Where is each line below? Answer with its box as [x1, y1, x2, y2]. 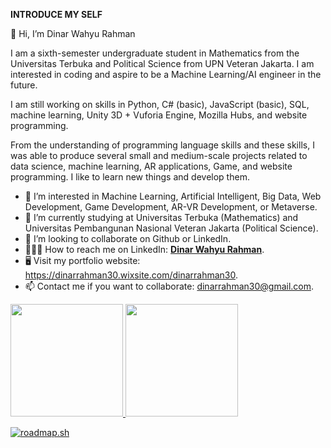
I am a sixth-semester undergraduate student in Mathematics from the [10, 47, 300, 59]
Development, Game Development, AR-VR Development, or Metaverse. [24, 201, 318, 213]
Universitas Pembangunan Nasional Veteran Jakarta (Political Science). [24, 222, 319, 234]
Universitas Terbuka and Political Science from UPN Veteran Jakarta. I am [10, 58, 315, 69]
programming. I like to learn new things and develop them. [10, 171, 250, 183]
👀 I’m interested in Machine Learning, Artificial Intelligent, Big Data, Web [24, 190, 322, 202]
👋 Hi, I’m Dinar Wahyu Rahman [10, 28, 136, 39]
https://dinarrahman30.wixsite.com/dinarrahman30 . [24, 269, 239, 281]
